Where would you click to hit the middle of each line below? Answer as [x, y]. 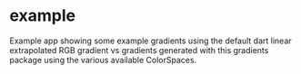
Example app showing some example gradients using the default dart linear [151, 41]
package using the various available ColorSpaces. [103, 60]
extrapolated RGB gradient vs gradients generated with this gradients [139, 50]
